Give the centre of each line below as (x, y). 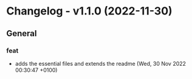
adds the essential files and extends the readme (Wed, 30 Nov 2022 (101, 63)
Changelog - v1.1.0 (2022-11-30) (89, 11)
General (22, 33)
